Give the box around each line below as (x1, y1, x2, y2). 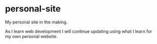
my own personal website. (5, 33, 58, 39)
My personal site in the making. (5, 19, 68, 25)
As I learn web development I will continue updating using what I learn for (5, 28, 152, 34)
